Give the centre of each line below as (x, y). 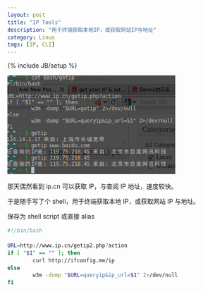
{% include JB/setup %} (42, 66)
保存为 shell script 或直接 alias (51, 217)
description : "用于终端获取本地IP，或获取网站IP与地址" (82, 30)
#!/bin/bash (25, 231)
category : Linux (31, 37)
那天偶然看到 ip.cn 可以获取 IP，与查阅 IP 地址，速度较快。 (92, 186)
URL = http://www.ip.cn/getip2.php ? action (68, 245)
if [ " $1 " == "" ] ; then (44, 253)
